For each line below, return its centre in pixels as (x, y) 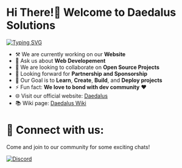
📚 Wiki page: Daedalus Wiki (51, 103)
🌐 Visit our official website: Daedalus (61, 96)
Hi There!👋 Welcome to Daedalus (91, 13)
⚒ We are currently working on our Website (70, 54)
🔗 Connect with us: (55, 130)
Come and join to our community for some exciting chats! (78, 147)
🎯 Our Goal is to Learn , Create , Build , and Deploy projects (89, 80)
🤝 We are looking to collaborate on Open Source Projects (87, 67)
